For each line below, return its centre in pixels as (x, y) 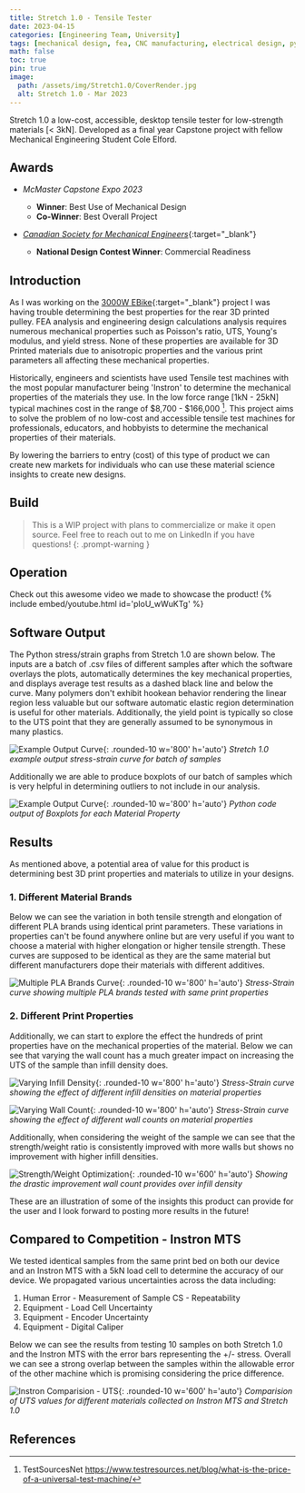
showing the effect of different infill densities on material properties (135, 1092)
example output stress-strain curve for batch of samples (115, 759)
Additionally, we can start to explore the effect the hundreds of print (136, 1036)
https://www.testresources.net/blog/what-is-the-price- (188, 1469)
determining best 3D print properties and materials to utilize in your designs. (152, 874)
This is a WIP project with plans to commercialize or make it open (153, 524)
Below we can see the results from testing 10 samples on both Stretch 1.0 (146, 1345)
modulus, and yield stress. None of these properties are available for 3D (144, 341)
